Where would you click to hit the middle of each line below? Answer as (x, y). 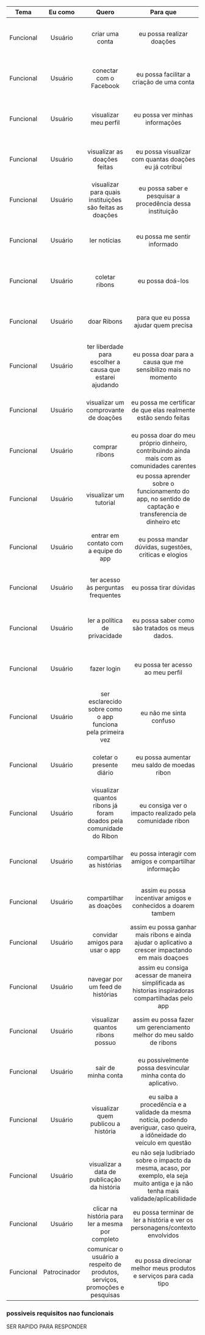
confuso (164, 720)
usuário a (105, 1257)
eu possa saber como (163, 620)
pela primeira (105, 732)
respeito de (105, 1264)
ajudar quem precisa (164, 325)
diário (105, 772)
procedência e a (164, 1105)
